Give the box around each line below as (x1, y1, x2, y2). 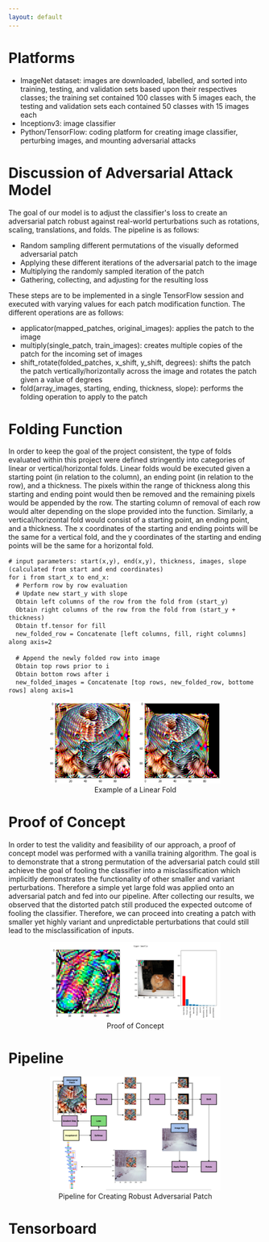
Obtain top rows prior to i (15, 663, 110, 671)
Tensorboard (8, 1219, 97, 1238)
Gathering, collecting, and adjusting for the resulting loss (19, 274, 209, 284)
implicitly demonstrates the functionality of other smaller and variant (8, 874, 235, 884)
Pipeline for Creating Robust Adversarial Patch (58, 1191, 213, 1202)
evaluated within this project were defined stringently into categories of (8, 455, 246, 465)
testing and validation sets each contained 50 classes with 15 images (19, 101, 250, 111)
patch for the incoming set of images (19, 349, 143, 358)
